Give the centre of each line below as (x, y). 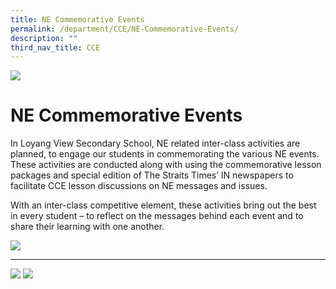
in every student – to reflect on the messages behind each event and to (157, 216)
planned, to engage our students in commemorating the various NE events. (165, 154)
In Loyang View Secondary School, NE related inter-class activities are (155, 143)
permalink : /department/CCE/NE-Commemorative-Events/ (125, 29)
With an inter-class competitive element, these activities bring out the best (163, 205)
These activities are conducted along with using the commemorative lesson (166, 165)
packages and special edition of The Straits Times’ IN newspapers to (152, 175)
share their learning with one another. (87, 227)
